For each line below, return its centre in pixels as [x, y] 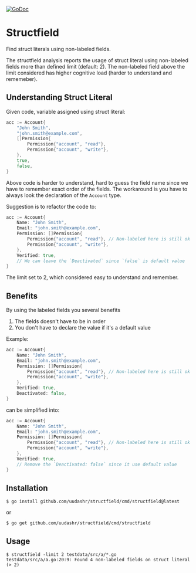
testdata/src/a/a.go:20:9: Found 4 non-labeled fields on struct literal [98, 560]
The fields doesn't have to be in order [60, 321]
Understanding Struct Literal [59, 98]
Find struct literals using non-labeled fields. [59, 49]
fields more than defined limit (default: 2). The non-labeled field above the [96, 66]
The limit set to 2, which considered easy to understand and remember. [92, 277]
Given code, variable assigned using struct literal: [66, 111]
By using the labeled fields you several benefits [63, 310]
